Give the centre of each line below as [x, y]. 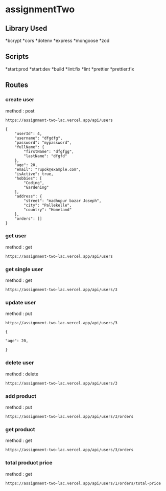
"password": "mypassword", [43, 142]
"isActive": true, [34, 174]
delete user [20, 363]
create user [20, 100]
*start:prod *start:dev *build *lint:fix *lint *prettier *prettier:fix [70, 69]
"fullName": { [29, 147]
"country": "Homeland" [48, 210]
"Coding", [34, 183]
